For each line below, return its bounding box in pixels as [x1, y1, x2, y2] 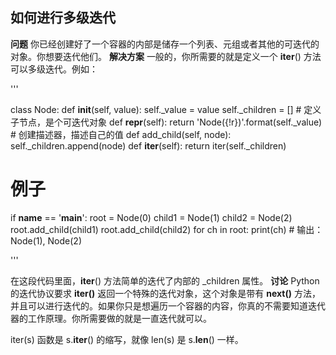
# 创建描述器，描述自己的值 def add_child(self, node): [10, 128, 232, 140]
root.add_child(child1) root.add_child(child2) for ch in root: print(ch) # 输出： [10, 223, 324, 235]
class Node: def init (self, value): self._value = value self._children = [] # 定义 [10, 103, 322, 115]
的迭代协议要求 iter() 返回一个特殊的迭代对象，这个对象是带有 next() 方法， [10, 287, 321, 299]
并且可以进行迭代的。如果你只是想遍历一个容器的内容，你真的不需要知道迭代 [10, 299, 326, 312]
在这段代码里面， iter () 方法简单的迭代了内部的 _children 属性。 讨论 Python [10, 274, 320, 287]
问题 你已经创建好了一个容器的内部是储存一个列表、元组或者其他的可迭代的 [10, 38, 320, 50]
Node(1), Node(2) [10, 234, 82, 247]
